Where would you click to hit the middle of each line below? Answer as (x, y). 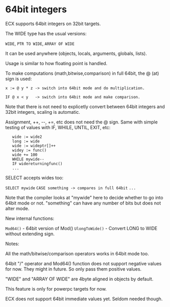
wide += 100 (25, 155)
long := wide (26, 141)
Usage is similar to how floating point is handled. (56, 63)
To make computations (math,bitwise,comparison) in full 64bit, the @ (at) (82, 73)
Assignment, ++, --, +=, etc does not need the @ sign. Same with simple (82, 122)
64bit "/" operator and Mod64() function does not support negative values (83, 263)
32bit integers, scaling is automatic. (43, 112)
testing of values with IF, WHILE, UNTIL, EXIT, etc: (58, 127)
